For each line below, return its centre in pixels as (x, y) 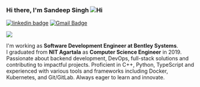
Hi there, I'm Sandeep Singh (48, 10)
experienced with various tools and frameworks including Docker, (87, 71)
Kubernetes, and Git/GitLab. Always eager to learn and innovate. (86, 77)
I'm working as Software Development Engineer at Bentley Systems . (92, 46)
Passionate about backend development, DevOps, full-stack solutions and (98, 58)
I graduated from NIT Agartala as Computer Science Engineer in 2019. (94, 52)
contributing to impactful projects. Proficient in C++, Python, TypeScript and (100, 65)
